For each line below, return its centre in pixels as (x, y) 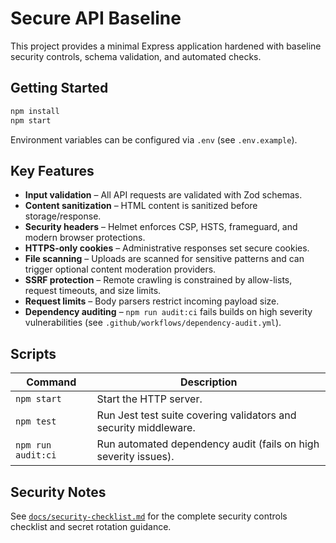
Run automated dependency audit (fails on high (208, 444)
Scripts (33, 353)
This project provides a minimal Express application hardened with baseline (166, 46)
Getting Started (59, 88)
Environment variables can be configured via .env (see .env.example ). (154, 139)
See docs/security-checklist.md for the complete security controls (149, 516)
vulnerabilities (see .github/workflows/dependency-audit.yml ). (153, 323)
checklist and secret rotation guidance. (91, 526)
